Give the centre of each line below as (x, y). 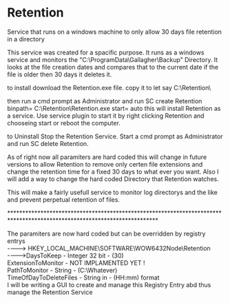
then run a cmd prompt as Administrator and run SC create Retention (105, 101)
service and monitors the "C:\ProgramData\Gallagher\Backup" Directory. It (113, 59)
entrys (16, 241)
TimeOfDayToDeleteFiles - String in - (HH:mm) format (83, 278)
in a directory (26, 39)
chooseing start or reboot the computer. (64, 123)
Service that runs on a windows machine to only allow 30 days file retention (115, 32)
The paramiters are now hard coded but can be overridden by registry (106, 233)
